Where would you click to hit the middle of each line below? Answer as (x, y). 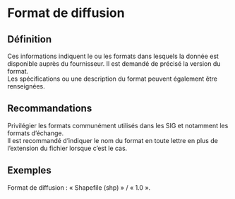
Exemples (29, 170)
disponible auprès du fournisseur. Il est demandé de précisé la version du (114, 64)
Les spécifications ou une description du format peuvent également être (112, 79)
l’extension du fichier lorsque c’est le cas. (67, 148)
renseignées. (26, 86)
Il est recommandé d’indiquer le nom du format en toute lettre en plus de (113, 140)
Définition (29, 39)
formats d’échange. (36, 133)
